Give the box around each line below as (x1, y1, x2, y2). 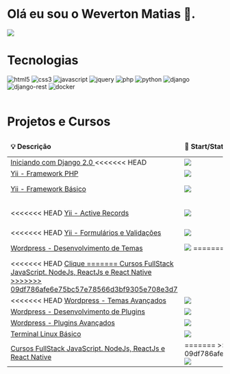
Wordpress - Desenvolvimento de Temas (10, 243, 143, 253)
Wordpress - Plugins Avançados (10, 318, 115, 327)
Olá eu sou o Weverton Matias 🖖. (7, 6, 196, 22)
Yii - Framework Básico (10, 184, 87, 194)
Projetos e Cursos (7, 114, 111, 130)
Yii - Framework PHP (10, 168, 79, 178)
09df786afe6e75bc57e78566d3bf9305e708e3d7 (10, 284, 178, 294)
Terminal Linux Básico (10, 329, 81, 338)
